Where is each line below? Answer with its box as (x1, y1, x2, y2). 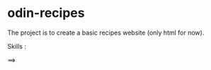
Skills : (7, 42, 27, 50)
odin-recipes (7, 5, 85, 21)
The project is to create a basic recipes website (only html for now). (7, 28, 205, 37)
